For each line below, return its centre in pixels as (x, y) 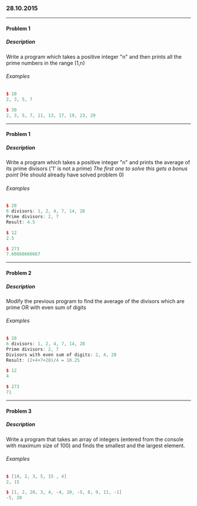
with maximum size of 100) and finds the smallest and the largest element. (96, 445)
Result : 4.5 (21, 222)
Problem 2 (19, 273)
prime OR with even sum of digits (46, 307)
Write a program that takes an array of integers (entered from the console (95, 439)
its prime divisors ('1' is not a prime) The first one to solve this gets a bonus (97, 169)
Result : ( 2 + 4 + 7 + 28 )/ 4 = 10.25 (43, 360)
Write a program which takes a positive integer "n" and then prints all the (94, 56)
